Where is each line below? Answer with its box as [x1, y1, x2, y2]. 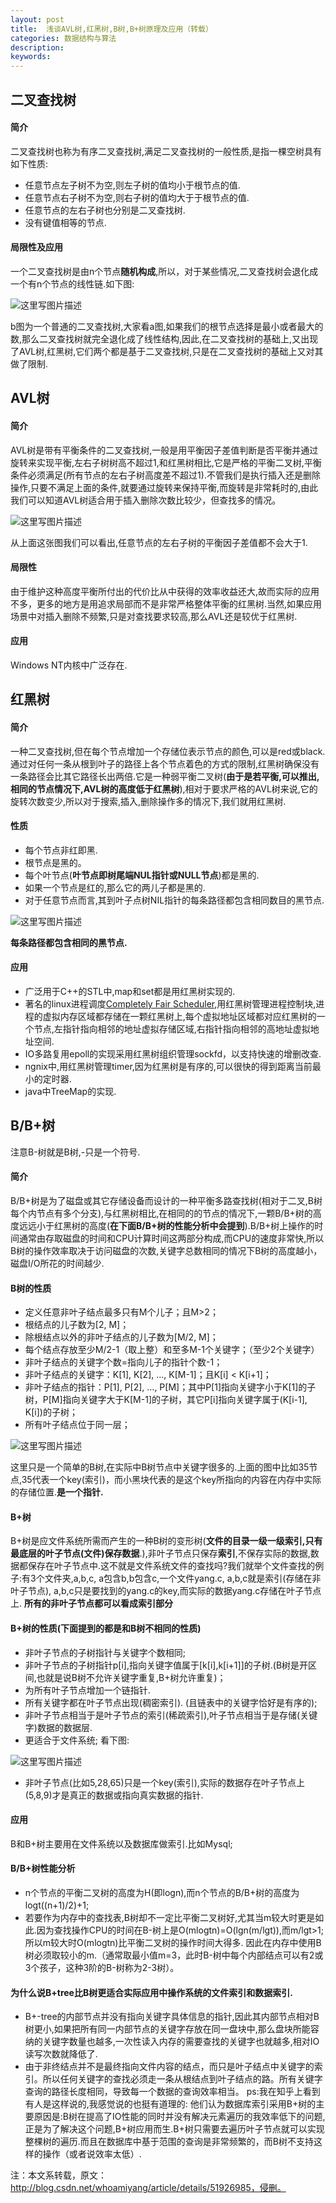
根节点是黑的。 [24, 856, 87, 868]
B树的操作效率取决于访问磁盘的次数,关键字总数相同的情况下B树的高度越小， [10, 1244, 323, 1256]
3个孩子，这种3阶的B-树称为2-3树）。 [24, 1961, 180, 1973]
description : [10, 42, 65, 53]
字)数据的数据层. [24, 1721, 93, 1733]
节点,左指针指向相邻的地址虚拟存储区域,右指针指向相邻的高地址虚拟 [33, 1022, 311, 1035]
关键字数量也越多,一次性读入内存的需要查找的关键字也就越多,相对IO [42, 2036, 320, 2048]
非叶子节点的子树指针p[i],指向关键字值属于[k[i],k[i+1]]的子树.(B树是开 [24, 1659, 309, 1671]
